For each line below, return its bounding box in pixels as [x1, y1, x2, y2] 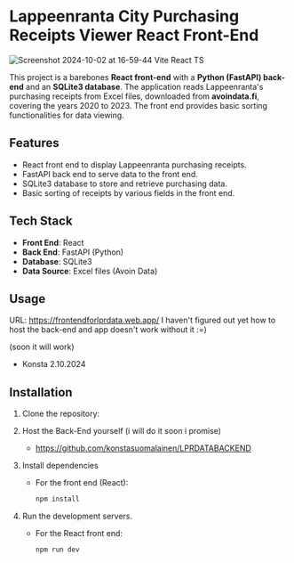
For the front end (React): [35, 477, 129, 488]
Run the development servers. [21, 510, 133, 522]
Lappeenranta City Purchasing [9, 6, 240, 27]
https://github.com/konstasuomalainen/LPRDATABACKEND [35, 443, 251, 453]
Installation [9, 385, 73, 400]
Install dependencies [21, 461, 99, 471]
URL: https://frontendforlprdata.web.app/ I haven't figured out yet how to [9, 314, 276, 326]
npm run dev [35, 545, 80, 554]
